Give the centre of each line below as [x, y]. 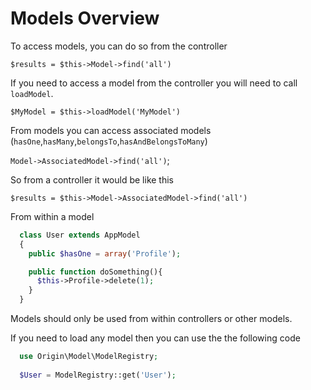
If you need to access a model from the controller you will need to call [154, 83]
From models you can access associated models [111, 130]
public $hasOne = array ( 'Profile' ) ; [105, 253]
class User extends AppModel [80, 235]
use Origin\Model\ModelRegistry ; [89, 357]
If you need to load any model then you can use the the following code [155, 338]
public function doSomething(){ [95, 272]
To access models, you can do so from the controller [119, 46]
